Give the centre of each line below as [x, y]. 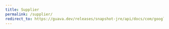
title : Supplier [22, 10]
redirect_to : [19, 19]
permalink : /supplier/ [29, 14]
